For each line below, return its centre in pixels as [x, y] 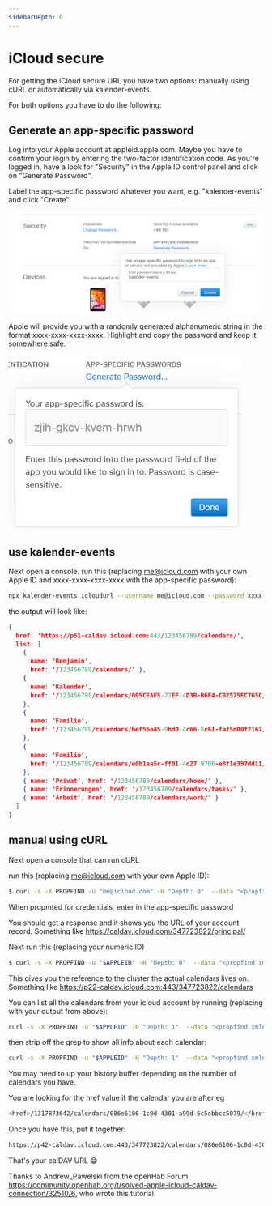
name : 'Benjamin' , [61, 661]
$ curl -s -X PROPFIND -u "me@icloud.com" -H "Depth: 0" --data [121, 891]
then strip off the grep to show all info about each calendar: [107, 1042]
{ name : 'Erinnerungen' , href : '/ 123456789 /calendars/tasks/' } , [136, 790]
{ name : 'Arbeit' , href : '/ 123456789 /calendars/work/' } [121, 798]
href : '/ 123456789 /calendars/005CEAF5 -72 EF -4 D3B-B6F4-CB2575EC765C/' [149, 695]
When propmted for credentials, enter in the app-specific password [121, 906]
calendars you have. [42, 1082]
